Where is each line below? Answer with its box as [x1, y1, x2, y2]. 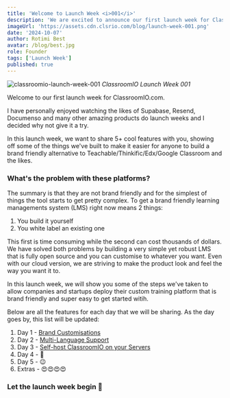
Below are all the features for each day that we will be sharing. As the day [7, 307, 214, 316]
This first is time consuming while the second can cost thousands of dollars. [7, 237, 222, 246]
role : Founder [7, 49, 48, 56]
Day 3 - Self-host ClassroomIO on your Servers [16, 342, 151, 351]
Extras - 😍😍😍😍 [16, 364, 66, 373]
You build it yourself [16, 217, 74, 225]
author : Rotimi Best [7, 36, 66, 43]
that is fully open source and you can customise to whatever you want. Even [7, 252, 222, 260]
